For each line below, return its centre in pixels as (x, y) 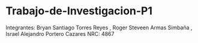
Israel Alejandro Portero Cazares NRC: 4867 (60, 33)
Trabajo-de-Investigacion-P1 (79, 11)
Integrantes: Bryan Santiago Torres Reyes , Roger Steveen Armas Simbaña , (99, 27)
